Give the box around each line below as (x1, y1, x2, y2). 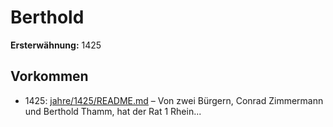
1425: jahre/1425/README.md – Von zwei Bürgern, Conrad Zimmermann (24, 94, 324, 106)
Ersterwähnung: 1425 (10, 39, 102, 51)
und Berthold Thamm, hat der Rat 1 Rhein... (24, 105, 202, 117)
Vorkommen (10, 68, 89, 85)
